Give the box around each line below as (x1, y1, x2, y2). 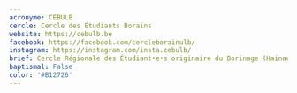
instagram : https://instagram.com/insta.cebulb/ (9, 46, 192, 55)
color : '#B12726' (9, 71, 73, 80)
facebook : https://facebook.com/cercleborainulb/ (9, 37, 196, 47)
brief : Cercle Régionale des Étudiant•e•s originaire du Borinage (9, 54, 259, 63)
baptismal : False (9, 63, 73, 72)
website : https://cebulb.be (9, 29, 113, 38)
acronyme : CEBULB (9, 12, 73, 22)
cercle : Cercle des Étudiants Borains (9, 21, 152, 30)
